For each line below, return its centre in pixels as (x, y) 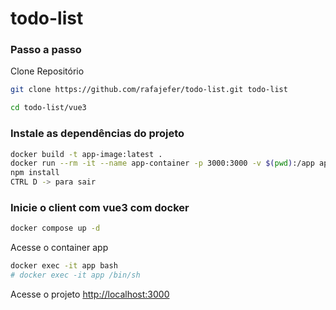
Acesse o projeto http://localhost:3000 (90, 294)
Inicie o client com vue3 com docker (100, 207)
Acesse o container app (59, 248)
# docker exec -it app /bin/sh (75, 275)
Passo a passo (46, 50)
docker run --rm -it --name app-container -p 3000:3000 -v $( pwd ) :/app (162, 163)
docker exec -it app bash (64, 266)
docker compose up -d (55, 228)
